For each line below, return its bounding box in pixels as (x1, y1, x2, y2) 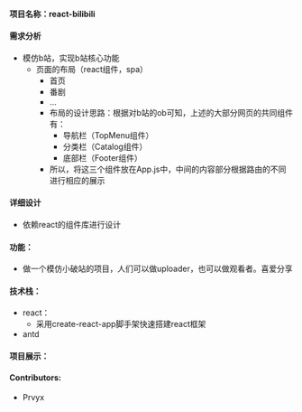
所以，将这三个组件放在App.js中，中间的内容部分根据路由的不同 (49, 164, 287, 174)
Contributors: (9, 371, 61, 383)
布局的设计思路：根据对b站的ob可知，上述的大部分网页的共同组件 (49, 107, 293, 117)
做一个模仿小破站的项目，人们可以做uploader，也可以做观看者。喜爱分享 (22, 263, 293, 275)
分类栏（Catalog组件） (62, 141, 148, 152)
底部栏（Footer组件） (62, 152, 142, 163)
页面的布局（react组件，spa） (35, 63, 149, 74)
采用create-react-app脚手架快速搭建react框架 (35, 319, 206, 330)
